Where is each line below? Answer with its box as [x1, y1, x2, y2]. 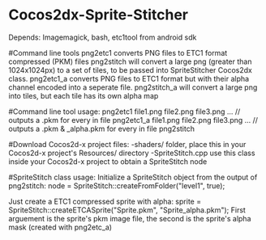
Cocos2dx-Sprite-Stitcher [8, 6, 189, 24]
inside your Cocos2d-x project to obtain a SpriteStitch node [8, 156, 208, 166]
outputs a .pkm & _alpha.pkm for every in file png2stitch [8, 124, 195, 133]
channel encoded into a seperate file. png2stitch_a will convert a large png [8, 82, 258, 92]
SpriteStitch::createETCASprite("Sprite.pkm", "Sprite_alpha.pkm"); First [8, 204, 246, 215]
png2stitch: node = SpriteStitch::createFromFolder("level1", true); [8, 180, 225, 191]
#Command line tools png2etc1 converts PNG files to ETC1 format [8, 48, 228, 57]
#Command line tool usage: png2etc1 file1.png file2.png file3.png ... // [8, 107, 241, 116]
